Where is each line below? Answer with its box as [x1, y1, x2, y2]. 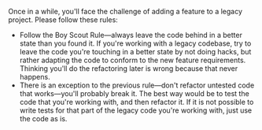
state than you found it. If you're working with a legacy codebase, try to [19, 39, 252, 48]
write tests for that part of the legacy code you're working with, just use [19, 106, 253, 115]
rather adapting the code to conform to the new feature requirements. [19, 55, 246, 65]
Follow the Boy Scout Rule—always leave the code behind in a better [19, 31, 242, 39]
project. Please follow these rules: [8, 15, 118, 24]
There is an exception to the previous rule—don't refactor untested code [19, 80, 255, 90]
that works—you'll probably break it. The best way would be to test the [19, 89, 249, 98]
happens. [19, 72, 50, 81]
